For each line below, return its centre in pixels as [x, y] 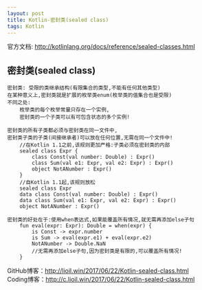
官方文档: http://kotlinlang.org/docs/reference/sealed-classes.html [101, 47]
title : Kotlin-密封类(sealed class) [58, 20]
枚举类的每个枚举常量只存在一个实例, [65, 110]
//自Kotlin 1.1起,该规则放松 [57, 183]
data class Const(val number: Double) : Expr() [89, 194]
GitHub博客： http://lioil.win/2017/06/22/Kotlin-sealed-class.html [98, 271]
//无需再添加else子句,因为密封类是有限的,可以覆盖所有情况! [107, 252]
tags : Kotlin [26, 26]
